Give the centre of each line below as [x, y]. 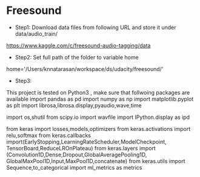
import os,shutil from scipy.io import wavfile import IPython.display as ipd [98, 117]
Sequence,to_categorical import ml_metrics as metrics [74, 167]
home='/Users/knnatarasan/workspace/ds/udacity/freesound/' [85, 69]
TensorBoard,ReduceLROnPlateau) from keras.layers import [81, 148]
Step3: [23, 81]
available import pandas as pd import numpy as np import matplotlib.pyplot [100, 99]
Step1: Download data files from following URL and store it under [96, 27]
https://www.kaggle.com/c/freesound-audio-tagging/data [78, 45]
